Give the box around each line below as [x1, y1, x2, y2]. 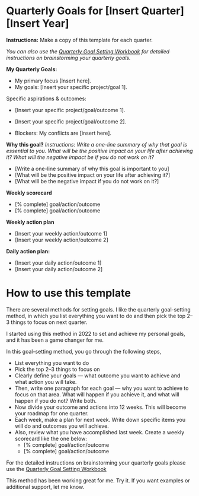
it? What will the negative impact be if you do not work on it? [6, 153, 155, 161]
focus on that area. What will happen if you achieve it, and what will [14, 390, 179, 398]
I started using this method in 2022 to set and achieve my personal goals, [6, 330, 185, 337]
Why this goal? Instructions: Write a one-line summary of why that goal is [6, 141, 188, 148]
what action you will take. [14, 378, 77, 385]
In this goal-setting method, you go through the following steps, [6, 348, 162, 355]
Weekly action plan [6, 218, 54, 225]
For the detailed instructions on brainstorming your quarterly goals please [6, 459, 186, 466]
